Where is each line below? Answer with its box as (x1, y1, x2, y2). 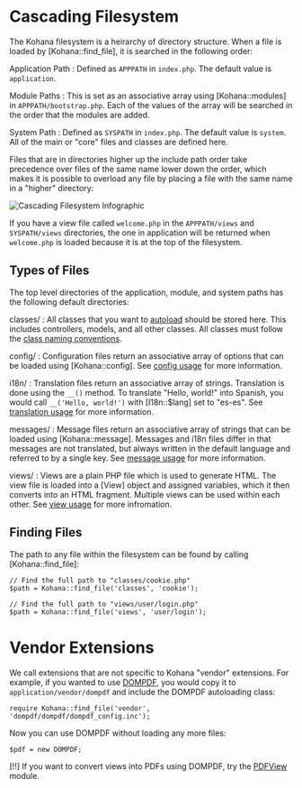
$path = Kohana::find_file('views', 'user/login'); (9, 607, 207, 617)
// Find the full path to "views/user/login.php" (9, 600, 200, 609)
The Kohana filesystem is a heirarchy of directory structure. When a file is (9, 36, 282, 47)
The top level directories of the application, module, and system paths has (9, 287, 284, 298)
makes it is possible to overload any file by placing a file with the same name (9, 173, 293, 184)
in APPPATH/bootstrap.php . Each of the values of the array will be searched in (9, 99, 293, 110)
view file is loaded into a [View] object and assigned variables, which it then (9, 480, 290, 490)
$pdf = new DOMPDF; (9, 745, 83, 754)
